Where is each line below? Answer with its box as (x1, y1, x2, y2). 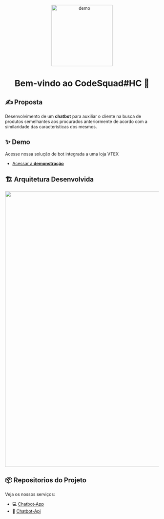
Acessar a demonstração (12, 160, 64, 166)
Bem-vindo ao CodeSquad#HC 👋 (14, 78, 150, 89)
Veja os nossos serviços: (5, 492, 55, 497)
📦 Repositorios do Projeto (5, 476, 87, 485)
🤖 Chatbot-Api (12, 508, 41, 514)
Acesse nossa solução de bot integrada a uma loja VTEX (5, 151, 119, 157)
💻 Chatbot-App (12, 501, 44, 507)
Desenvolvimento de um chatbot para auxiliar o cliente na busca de (5, 113, 142, 119)
